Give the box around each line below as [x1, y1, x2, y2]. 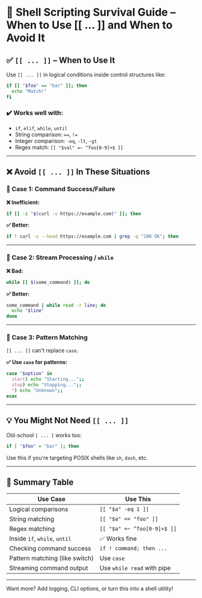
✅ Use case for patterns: [6, 359, 68, 366]
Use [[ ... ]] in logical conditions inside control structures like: [6, 71, 166, 78]
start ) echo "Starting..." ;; [11, 376, 85, 382]
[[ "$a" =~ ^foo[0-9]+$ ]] [99, 526, 177, 532]
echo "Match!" [11, 88, 47, 94]
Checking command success [9, 544, 91, 553]
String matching [9, 515, 54, 523]
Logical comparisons [9, 505, 69, 514]
